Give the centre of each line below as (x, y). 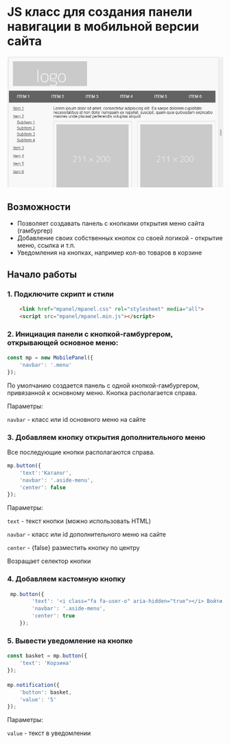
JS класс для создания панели (100, 12)
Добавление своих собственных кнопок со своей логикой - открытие (120, 238)
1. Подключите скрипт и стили (61, 294)
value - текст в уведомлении (49, 733)
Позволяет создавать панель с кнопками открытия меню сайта (111, 224)
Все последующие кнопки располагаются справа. (81, 452)
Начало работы (42, 274)
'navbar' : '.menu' (46, 365)
